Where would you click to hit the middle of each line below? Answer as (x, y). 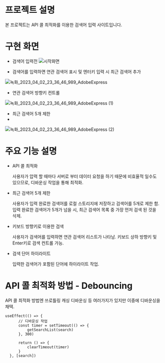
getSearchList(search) (50, 330)
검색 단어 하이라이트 (31, 253)
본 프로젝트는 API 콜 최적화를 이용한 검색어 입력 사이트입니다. (64, 25)
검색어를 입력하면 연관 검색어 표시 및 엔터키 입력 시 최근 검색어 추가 (77, 72)
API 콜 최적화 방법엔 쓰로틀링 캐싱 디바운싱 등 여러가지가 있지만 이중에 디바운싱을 (83, 300)
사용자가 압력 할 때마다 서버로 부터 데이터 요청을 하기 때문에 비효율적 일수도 (84, 176)
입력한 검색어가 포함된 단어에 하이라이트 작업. (56, 264)
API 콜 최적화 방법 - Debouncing (69, 286)
